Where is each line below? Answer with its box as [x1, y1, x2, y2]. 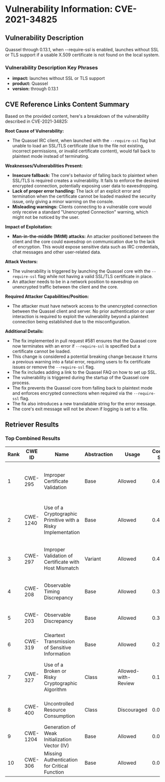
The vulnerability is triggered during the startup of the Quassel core [12, 375, 149, 381]
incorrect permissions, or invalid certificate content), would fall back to [12, 148, 156, 154]
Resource [44, 706, 66, 713]
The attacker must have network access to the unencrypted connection [12, 303, 158, 309]
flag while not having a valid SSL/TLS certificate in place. [37, 274, 153, 280]
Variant [84, 555, 101, 562]
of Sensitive [44, 644, 71, 651]
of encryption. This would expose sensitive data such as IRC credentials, [12, 244, 160, 250]
